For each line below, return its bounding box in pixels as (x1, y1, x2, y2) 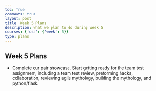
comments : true (5, 12, 36, 16)
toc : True (5, 7, 25, 12)
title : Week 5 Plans (5, 20, 47, 26)
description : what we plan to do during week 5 (5, 25, 104, 30)
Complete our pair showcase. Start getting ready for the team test (12, 65, 144, 71)
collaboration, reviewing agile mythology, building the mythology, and (12, 75, 152, 81)
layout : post (5, 16, 32, 21)
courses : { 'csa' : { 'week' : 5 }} (5, 30, 69, 34)
